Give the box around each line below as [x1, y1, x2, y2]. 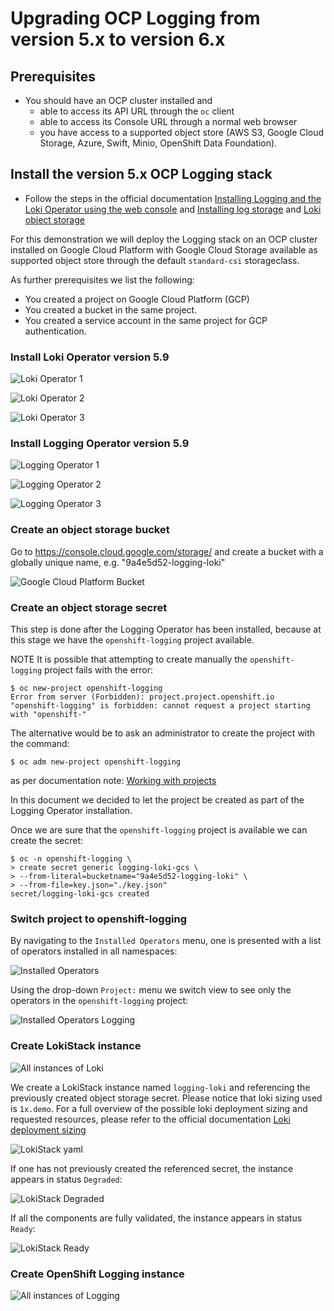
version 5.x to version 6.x [10, 28, 226, 51]
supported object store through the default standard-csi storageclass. [10, 254, 300, 266]
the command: [10, 738, 70, 749]
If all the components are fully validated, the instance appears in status [10, 1212, 303, 1224]
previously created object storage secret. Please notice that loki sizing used [10, 1092, 323, 1104]
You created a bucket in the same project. [24, 303, 198, 316]
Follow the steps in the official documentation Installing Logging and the [24, 192, 322, 204]
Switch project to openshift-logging [10, 912, 187, 926]
